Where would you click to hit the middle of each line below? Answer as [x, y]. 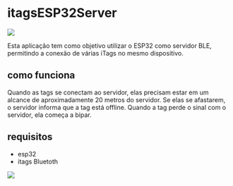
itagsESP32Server [62, 13]
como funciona [41, 75]
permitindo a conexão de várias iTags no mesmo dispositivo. [95, 53]
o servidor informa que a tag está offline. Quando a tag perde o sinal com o [117, 107]
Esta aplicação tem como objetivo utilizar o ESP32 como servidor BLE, [109, 45]
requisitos [30, 137]
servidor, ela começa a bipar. [49, 115]
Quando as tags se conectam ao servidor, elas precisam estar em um [108, 92]
